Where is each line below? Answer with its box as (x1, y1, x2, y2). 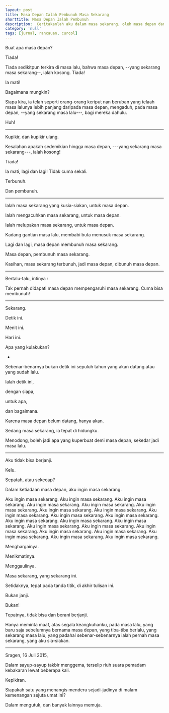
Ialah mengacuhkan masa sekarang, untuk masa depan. (5, 212, 121, 218)
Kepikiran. (5, 677, 26, 683)
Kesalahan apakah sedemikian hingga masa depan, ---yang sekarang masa (5, 144, 162, 149)
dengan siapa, (5, 388, 35, 395)
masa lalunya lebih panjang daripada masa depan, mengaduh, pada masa (5, 104, 158, 110)
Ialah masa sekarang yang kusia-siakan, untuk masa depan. (5, 203, 129, 208)
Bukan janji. (5, 593, 29, 598)
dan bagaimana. (5, 408, 39, 414)
